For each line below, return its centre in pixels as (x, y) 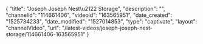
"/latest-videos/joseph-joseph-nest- (108, 28)
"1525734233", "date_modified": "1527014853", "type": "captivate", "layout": (101, 21)
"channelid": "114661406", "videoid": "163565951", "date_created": (89, 15)
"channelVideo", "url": (33, 28)
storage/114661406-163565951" (46, 34)
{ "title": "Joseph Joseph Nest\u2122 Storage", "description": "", (85, 9)
